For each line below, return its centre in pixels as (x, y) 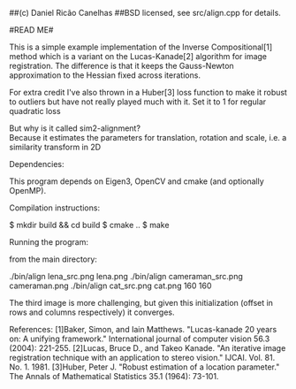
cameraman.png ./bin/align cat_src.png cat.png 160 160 (110, 286)
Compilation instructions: (54, 208)
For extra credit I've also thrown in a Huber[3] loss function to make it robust (148, 92)
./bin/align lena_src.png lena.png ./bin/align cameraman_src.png (126, 276)
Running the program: (49, 242)
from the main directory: (53, 259)
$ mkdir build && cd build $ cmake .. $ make (89, 225)
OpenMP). (28, 191)
